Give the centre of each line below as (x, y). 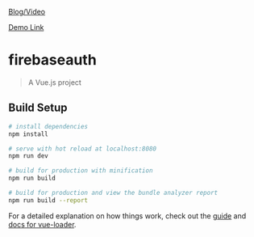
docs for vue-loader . (42, 224)
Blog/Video (27, 12)
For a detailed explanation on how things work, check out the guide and (127, 216)
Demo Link (26, 27)
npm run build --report (48, 200)
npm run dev (28, 156)
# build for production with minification (81, 171)
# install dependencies (48, 126)
